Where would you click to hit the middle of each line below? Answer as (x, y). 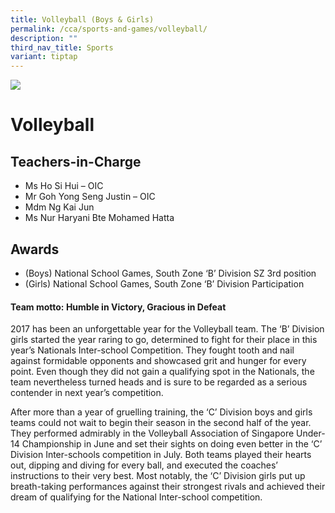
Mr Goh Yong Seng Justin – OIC (90, 197)
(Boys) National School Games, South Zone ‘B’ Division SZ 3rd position (170, 273)
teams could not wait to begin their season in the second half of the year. (161, 423)
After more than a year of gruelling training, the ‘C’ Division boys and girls (161, 412)
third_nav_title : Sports (62, 47)
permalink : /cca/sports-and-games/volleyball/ (109, 29)
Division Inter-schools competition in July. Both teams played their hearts (161, 455)
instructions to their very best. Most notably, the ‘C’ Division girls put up (158, 476)
